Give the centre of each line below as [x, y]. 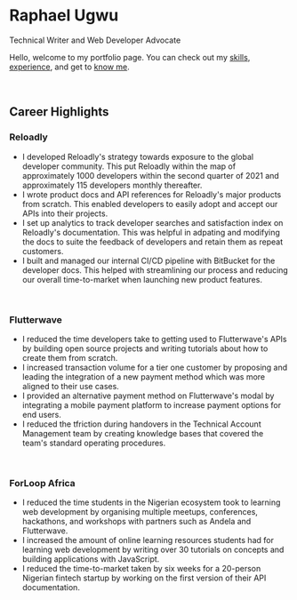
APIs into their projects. [65, 213]
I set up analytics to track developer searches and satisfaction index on [153, 222]
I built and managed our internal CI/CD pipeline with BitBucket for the [148, 260]
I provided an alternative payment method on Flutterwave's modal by [148, 396]
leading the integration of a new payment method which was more [143, 376]
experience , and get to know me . [70, 67]
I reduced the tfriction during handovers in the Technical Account [141, 424]
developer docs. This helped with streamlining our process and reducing [155, 270]
